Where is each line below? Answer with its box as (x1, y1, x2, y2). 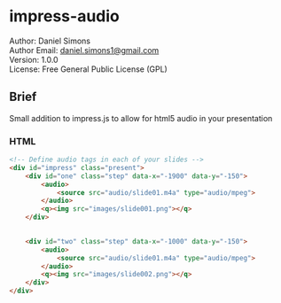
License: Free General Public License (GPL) (9, 64, 168, 74)
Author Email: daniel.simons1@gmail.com (9, 44, 160, 55)
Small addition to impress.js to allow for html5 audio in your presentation (9, 113, 273, 123)
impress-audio (9, 6, 120, 27)
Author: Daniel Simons (9, 35, 91, 46)
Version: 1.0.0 (9, 54, 59, 65)
